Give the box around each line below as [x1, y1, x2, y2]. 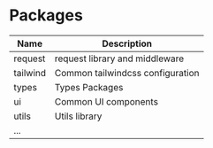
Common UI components [54, 95, 159, 107]
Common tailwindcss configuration [54, 66, 200, 79]
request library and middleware [54, 52, 185, 65]
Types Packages [54, 81, 124, 93]
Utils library [54, 110, 103, 122]
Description [101, 37, 153, 50]
